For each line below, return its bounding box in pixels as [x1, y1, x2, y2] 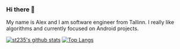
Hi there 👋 [6, 5, 36, 14]
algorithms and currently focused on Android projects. [6, 25, 139, 32]
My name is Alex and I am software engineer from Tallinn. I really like [6, 19, 174, 26]
